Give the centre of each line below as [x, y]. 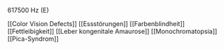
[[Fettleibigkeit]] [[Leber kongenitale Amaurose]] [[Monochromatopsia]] [112, 31]
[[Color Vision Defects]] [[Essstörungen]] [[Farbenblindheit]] [96, 24]
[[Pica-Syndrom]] [33, 39]
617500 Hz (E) [28, 10]
